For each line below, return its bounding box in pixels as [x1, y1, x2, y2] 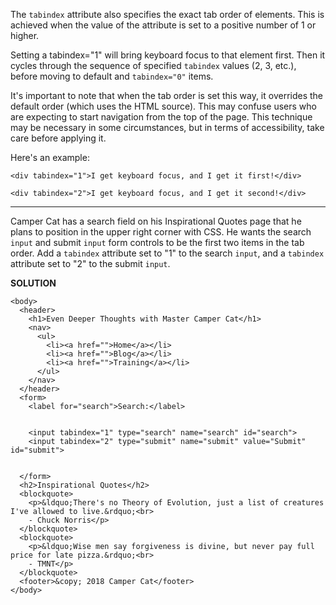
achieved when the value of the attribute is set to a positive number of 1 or [10, 19, 317, 31]
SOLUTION [10, 277, 57, 289]
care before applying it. [10, 132, 107, 144]
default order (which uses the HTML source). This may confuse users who [10, 100, 317, 112]
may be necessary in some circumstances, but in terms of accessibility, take [10, 122, 325, 133]
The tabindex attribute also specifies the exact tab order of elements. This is [10, 9, 325, 20]
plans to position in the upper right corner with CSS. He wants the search [10, 226, 312, 238]
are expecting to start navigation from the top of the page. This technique [10, 111, 313, 123]
